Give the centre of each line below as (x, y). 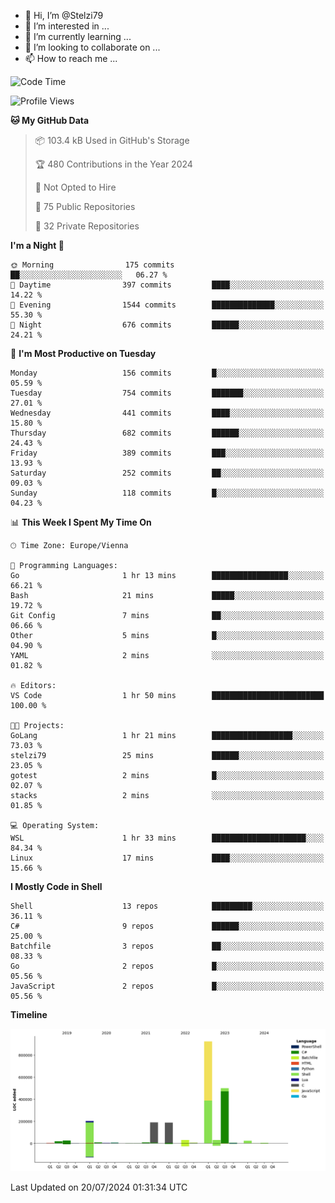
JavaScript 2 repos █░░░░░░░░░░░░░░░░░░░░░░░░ (167, 986)
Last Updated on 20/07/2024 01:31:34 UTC (99, 1187)
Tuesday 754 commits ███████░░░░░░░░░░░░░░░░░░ (167, 393)
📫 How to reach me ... (71, 58)
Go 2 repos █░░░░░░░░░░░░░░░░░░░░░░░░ (167, 966)
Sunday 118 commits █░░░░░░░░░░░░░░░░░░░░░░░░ (167, 493)
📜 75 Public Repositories (85, 206)
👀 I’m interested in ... (67, 26)
